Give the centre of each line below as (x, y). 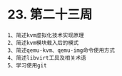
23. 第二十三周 (50, 15)
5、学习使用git (27, 65)
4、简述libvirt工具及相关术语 (47, 58)
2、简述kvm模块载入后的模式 (43, 43)
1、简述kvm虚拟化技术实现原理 (46, 35)
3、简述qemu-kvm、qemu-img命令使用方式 (61, 50)
